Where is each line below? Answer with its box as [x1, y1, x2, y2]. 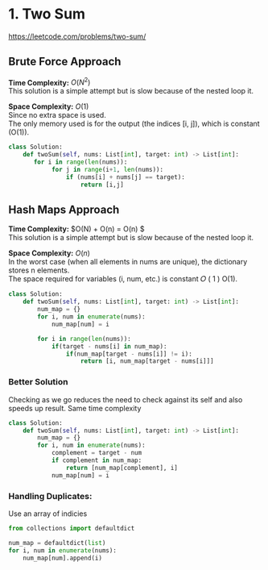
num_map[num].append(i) [23, 554, 103, 562]
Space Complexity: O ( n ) [8, 248, 91, 258]
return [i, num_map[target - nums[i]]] [80, 357, 215, 365]
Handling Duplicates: [8, 490, 93, 501]
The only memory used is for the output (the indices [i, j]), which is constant [8, 119, 260, 129]
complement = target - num [51, 449, 142, 457]
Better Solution [8, 377, 68, 388]
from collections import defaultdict [8, 524, 135, 532]
